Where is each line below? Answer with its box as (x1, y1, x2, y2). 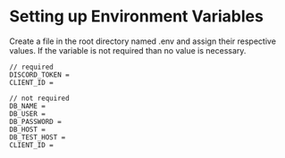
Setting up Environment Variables (9, 6, 264, 27)
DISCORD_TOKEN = (9, 70, 70, 79)
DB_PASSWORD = (9, 117, 63, 126)
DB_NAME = (9, 101, 46, 111)
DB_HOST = (9, 125, 46, 134)
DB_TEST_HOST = (9, 132, 66, 142)
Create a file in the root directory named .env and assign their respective (9, 36, 277, 46)
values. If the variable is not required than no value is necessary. (9, 45, 247, 55)
